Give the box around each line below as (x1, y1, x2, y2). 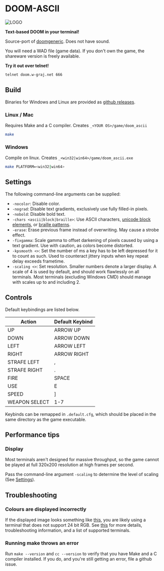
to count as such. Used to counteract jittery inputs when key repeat (12, 253, 149, 259)
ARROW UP (54, 326, 81, 333)
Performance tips (5, 431, 60, 439)
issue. (5, 561, 17, 567)
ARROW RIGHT (54, 350, 89, 357)
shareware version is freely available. (5, 53, 80, 59)
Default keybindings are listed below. (5, 306, 80, 312)
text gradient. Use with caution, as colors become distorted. (12, 242, 134, 248)
